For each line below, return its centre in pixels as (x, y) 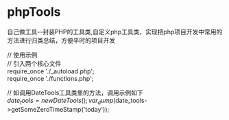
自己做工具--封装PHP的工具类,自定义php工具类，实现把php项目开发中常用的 (115, 32)
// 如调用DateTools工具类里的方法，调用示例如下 (75, 93)
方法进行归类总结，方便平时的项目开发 (61, 40)
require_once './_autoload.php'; (51, 71)
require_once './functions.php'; (50, 78)
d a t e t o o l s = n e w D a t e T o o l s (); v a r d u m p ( (61, 101)
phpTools (34, 12)
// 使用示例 (22, 55)
